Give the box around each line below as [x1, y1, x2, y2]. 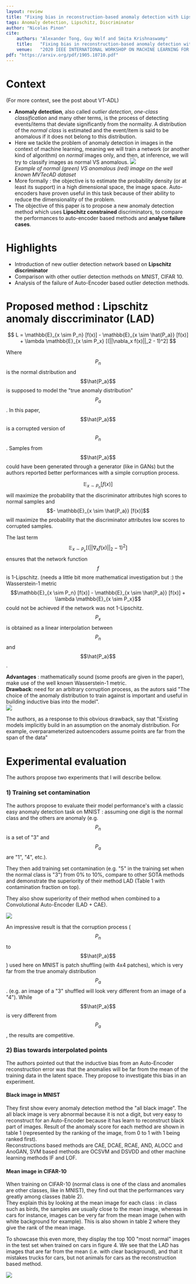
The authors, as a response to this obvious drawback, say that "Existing [6, 715, 178, 723]
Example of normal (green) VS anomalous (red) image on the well [14, 164, 173, 171]
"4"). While [6, 993, 33, 1001]
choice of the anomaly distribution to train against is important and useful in [6, 692, 188, 699]
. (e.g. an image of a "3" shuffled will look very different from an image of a [6, 987, 187, 994]
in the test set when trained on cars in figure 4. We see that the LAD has [6, 1242, 179, 1249]
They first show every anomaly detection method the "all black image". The [6, 1104, 187, 1112]
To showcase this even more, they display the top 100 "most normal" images [6, 1235, 190, 1242]
